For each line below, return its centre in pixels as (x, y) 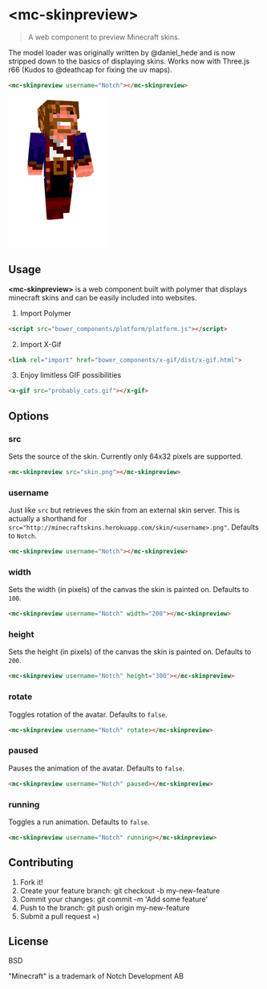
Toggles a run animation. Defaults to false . (79, 822)
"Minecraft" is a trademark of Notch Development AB (96, 976)
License (28, 942)
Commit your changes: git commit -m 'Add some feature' (114, 899)
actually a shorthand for (48, 519)
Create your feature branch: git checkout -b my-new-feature (120, 890)
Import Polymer (46, 313)
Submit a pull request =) (60, 916)
